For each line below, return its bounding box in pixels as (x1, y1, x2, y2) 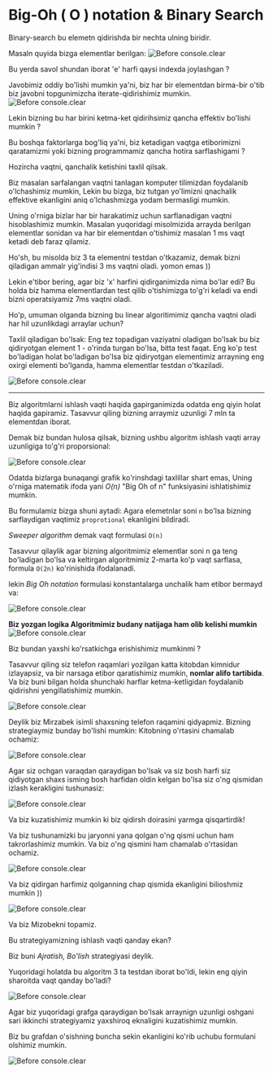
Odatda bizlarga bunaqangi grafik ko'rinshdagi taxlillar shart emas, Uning (8, 472, 253, 482)
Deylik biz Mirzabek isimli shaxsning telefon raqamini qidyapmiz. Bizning (8, 716, 251, 726)
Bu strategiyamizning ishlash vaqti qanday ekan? (8, 935, 172, 945)
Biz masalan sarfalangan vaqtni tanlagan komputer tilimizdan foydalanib (8, 177, 249, 187)
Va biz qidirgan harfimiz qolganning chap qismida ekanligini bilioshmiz (8, 879, 244, 889)
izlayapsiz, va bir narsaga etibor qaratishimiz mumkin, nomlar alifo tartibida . (8, 668, 264, 677)
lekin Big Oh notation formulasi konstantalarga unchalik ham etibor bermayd (8, 579, 262, 589)
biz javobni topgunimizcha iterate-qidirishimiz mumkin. (8, 88, 192, 99)
